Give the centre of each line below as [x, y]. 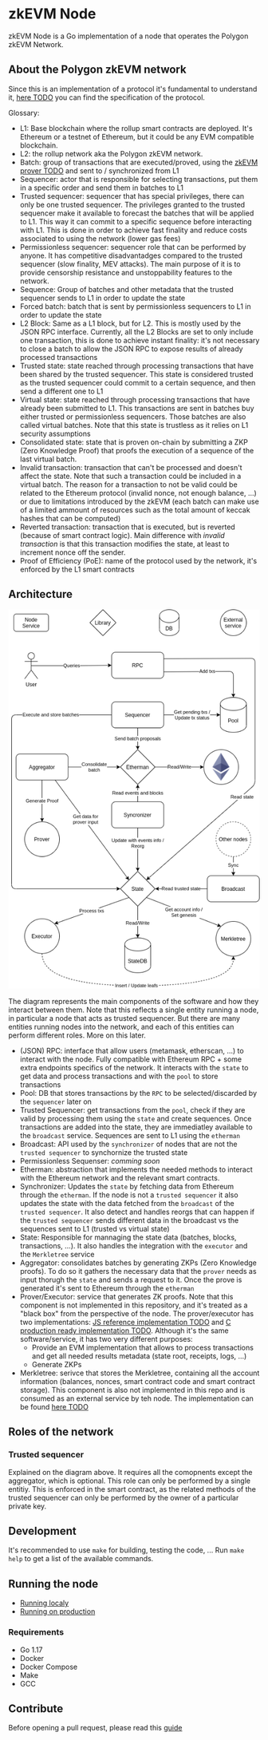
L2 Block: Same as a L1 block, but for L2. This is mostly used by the [130, 323]
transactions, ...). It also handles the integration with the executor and [134, 1245]
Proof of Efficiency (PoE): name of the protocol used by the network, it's [138, 560]
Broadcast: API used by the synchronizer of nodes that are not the [128, 1144]
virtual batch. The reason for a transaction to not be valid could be [128, 484]
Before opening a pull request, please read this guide [95, 1728]
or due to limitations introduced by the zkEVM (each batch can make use [139, 501]
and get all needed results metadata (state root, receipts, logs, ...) [139, 1356]
